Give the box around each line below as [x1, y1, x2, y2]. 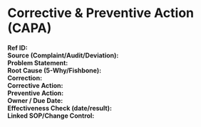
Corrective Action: [7, 81, 63, 89]
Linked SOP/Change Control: [7, 111, 95, 120]
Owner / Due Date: [7, 96, 63, 104]
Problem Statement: [7, 58, 68, 67]
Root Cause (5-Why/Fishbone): [7, 66, 102, 74]
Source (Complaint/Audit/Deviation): [7, 51, 119, 60]
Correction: [7, 73, 43, 82]
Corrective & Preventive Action [7, 5, 195, 21]
